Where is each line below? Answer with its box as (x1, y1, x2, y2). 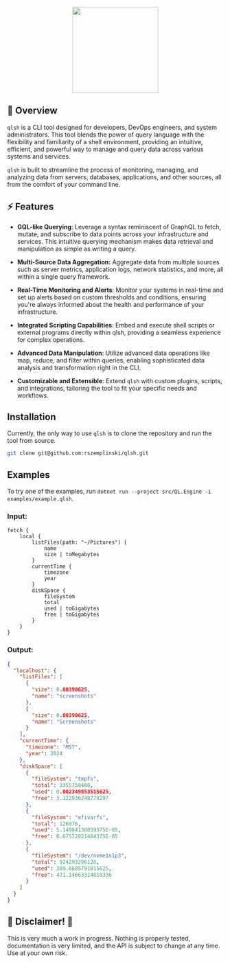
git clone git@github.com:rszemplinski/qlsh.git (7, 450, 149, 457)
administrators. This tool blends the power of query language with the (7, 130, 205, 139)
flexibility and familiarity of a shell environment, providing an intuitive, (7, 137, 203, 146)
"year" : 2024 (25, 750, 63, 757)
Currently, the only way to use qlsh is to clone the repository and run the (7, 429, 212, 437)
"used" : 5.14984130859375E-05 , (32, 827, 122, 834)
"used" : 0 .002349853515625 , (32, 788, 112, 796)
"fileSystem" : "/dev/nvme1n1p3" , (32, 852, 128, 859)
